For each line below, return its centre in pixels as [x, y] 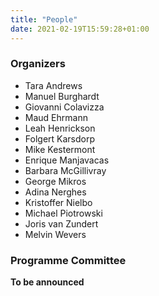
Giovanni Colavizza [64, 107]
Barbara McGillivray [65, 170]
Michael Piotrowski [63, 213]
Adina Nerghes [55, 192]
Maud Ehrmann [56, 117]
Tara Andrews [53, 85]
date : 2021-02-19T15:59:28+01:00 [80, 29]
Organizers [38, 64]
